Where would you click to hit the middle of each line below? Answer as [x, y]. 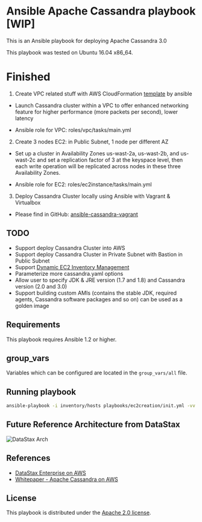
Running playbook [41, 392]
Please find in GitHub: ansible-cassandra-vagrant [77, 214]
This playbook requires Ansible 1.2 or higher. [62, 339]
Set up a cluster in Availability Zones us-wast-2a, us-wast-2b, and [97, 153]
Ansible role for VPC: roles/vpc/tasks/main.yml [73, 130]
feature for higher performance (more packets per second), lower [96, 112]
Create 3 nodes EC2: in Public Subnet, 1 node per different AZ [92, 142]
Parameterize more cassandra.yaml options [69, 273]
